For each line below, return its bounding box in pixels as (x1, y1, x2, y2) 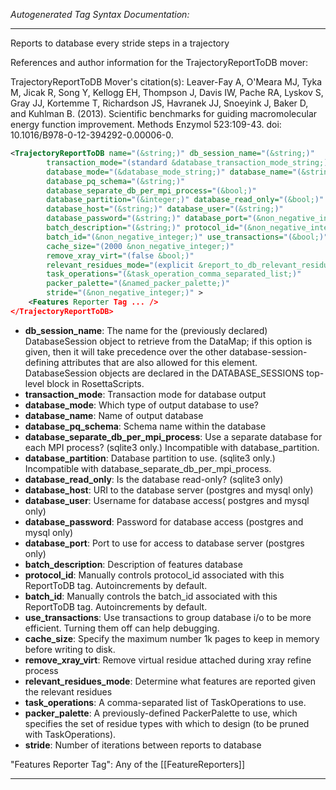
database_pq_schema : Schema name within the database (24, 420, 267, 432)
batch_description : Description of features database (24, 558, 243, 570)
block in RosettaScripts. (46, 377, 145, 389)
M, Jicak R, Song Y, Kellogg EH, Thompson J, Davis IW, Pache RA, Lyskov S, (10, 87, 324, 98)
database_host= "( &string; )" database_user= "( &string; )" (46, 204, 284, 214)
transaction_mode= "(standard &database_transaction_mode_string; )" (46, 157, 333, 168)
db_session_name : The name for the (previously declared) (24, 324, 268, 336)
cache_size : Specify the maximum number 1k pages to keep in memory (24, 632, 320, 644)
